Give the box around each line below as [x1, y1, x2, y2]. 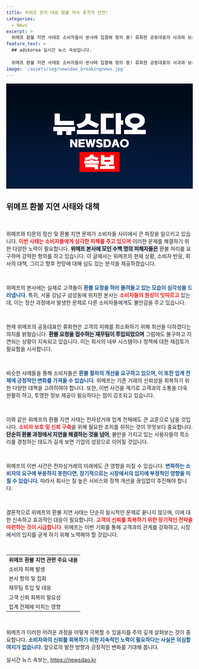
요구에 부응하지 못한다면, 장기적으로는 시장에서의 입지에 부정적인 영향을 [21, 469, 185, 476]
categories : [6, 15, 36, 22]
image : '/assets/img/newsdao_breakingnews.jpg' [6, 66, 126, 72]
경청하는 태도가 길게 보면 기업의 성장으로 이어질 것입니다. [17, 438, 149, 445]
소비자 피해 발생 [8, 565, 46, 573]
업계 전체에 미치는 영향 [8, 603, 61, 610]
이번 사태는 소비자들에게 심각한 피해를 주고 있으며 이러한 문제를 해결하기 [18, 238, 184, 245]
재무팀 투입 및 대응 [8, 584, 52, 591]
